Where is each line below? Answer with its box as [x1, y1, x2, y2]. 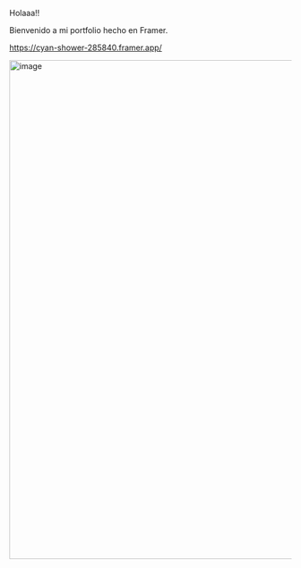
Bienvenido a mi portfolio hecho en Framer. [9, 25, 168, 35]
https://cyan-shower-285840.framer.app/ [9, 42, 163, 53]
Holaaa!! [9, 8, 40, 18]
